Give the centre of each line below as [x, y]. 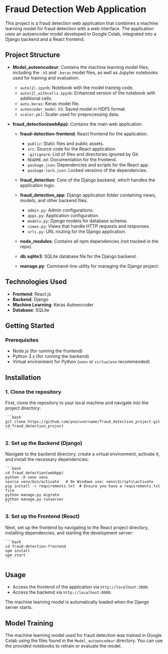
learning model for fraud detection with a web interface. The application [79, 28]
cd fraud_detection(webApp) [35, 473]
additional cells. [36, 98]
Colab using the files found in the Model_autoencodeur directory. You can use [84, 641]
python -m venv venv [27, 478]
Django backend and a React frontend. [45, 39]
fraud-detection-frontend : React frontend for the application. [84, 134]
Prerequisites [22, 340]
